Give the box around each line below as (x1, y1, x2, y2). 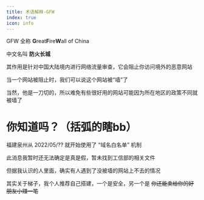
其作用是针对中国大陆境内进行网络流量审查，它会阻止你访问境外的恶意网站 (6, 63, 192, 70)
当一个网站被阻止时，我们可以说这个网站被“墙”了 (6, 76, 129, 84)
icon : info (6, 20, 34, 26)
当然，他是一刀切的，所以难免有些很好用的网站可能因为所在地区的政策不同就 (6, 89, 198, 96)
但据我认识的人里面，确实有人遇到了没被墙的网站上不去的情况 (6, 167, 161, 175)
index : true (6, 15, 36, 21)
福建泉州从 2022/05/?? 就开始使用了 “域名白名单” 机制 (6, 141, 142, 148)
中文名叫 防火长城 (6, 50, 50, 58)
